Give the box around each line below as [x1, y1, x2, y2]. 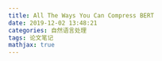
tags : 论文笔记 [8, 33, 54, 42]
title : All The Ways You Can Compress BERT [8, 11, 155, 20]
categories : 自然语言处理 [8, 26, 87, 34]
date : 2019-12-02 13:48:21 [8, 19, 98, 27]
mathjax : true [8, 41, 56, 49]
